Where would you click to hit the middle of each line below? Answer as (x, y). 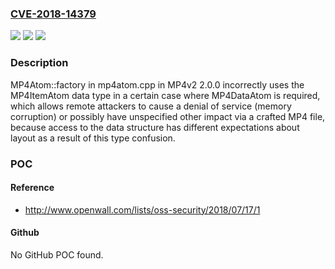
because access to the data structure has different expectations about (155, 127)
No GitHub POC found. (57, 254)
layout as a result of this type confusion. (93, 138)
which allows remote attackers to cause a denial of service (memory (151, 106)
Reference (32, 188)
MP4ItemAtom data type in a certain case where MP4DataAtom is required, (165, 95)
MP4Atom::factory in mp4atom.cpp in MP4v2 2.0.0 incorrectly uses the (157, 84)
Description (39, 63)
